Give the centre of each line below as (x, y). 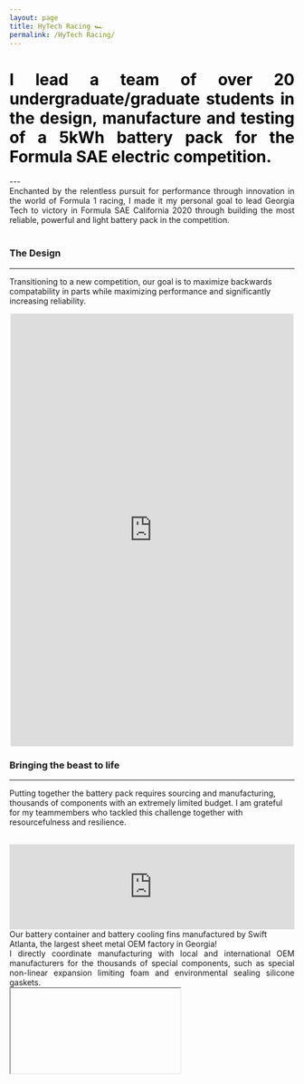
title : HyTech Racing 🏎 (57, 26)
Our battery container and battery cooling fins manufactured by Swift (138, 934)
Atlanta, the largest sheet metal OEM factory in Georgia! (113, 944)
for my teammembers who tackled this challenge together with (126, 812)
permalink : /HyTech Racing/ (62, 34)
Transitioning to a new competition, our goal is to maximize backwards (141, 281)
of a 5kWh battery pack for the (152, 137)
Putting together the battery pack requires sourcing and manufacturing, (142, 793)
